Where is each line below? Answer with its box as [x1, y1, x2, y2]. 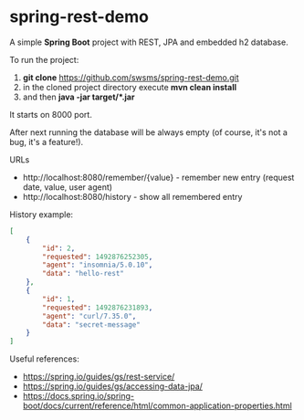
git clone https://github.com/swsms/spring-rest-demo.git [22, 71, 239, 83]
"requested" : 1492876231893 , [42, 303, 153, 312]
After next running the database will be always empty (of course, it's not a [9, 126, 288, 138]
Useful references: [9, 353, 79, 364]
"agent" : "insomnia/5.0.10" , [42, 260, 153, 270]
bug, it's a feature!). [9, 136, 84, 147]
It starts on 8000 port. [9, 109, 93, 120]
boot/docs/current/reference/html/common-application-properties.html [22, 400, 292, 412]
